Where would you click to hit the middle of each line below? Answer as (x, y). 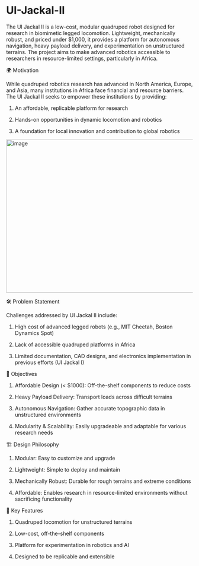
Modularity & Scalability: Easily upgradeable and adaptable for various (100, 426)
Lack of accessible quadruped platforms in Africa (75, 344)
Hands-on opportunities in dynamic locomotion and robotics (88, 119)
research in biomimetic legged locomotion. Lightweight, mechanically (91, 33)
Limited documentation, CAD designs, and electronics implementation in (103, 356)
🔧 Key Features (25, 510)
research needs (34, 432)
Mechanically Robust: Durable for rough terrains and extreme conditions (103, 481)
